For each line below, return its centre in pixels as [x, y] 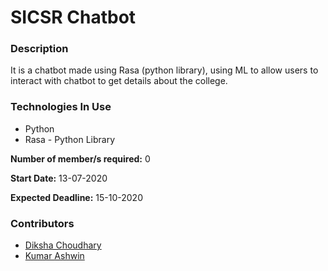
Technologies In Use [61, 107]
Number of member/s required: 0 [80, 158]
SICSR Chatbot [73, 17]
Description [39, 49]
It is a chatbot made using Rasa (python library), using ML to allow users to [164, 70]
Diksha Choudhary [63, 245]
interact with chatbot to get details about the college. [119, 81]
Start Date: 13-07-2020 [59, 178]
